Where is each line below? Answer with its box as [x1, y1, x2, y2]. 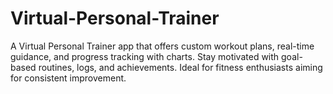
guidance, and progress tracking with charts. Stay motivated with [10, 50, 280, 62]
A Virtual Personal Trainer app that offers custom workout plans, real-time [10, 40, 315, 52]
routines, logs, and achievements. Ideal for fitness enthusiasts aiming [38, 61, 323, 73]
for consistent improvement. [10, 72, 127, 84]
